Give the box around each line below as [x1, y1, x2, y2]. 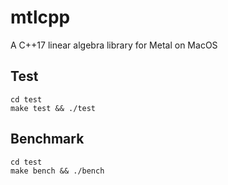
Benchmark [10, 131, 85, 148]
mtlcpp [10, 6, 71, 29]
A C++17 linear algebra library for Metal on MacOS [10, 39, 218, 51]
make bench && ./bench [10, 166, 105, 176]
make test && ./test [10, 103, 97, 113]
